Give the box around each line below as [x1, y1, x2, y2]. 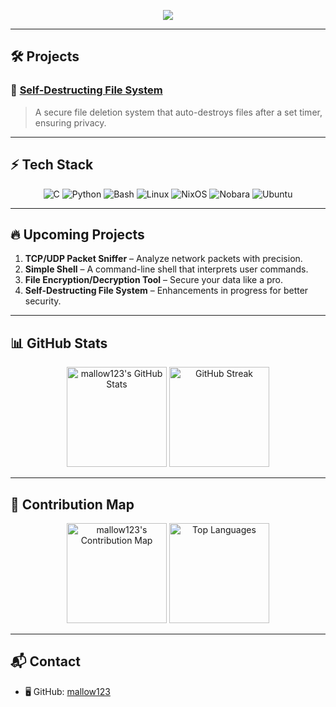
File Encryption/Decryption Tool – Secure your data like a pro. [24, 274, 284, 286]
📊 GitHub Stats [10, 335, 108, 352]
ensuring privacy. [34, 116, 107, 129]
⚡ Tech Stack [10, 156, 94, 174]
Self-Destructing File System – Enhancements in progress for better [24, 285, 309, 297]
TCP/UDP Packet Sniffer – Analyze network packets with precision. [24, 253, 303, 265]
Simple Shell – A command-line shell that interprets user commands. [24, 263, 309, 275]
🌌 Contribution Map [10, 496, 135, 513]
